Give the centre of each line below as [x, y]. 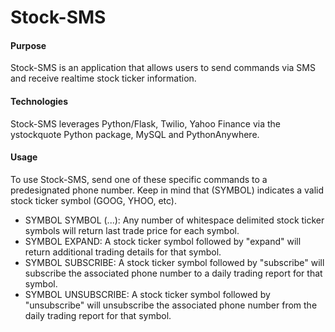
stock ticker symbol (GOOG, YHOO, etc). [94, 200]
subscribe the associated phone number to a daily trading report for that [173, 273]
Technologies [39, 101]
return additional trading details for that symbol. [123, 252]
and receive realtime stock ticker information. [103, 78]
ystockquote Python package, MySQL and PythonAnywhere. [135, 134]
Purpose [28, 45]
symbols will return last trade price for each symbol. [132, 230]
